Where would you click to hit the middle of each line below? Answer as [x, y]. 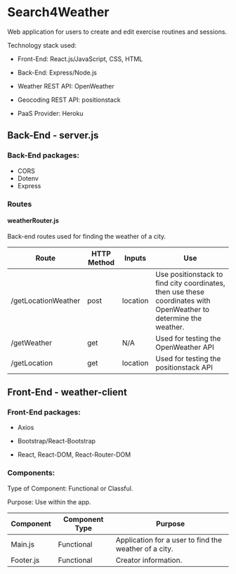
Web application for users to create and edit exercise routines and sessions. [117, 32]
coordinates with [183, 301]
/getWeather [32, 343]
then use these [180, 292]
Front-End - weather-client [67, 392]
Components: [31, 473]
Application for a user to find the [169, 540]
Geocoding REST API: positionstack [69, 100]
